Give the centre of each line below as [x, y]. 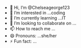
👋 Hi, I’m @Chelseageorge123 [40, 8]
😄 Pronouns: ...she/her [33, 36]
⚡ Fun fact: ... [23, 41]
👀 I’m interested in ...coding [37, 13]
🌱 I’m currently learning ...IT [38, 18]
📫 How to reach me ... [32, 29]
